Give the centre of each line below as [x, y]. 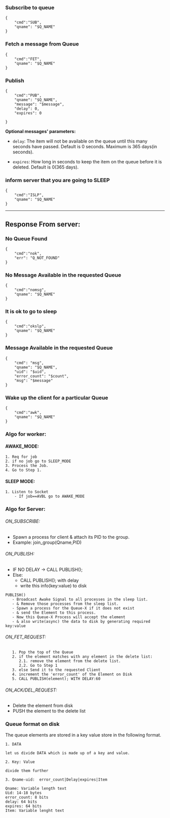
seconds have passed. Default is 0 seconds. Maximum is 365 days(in [85, 146]
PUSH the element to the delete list [49, 711]
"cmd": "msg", [29, 363]
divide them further [27, 771]
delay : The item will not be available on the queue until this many [80, 141]
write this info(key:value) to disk [53, 585]
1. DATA [13, 744]
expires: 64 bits [24, 806]
